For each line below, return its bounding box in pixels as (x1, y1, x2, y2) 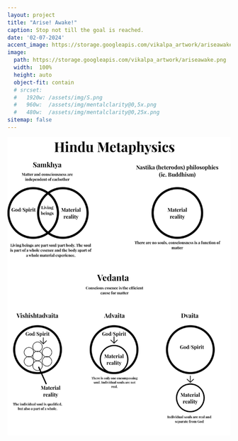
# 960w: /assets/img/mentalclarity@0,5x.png (13, 102, 157, 109)
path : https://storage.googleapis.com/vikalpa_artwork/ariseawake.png (13, 57, 227, 64)
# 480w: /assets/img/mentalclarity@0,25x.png (13, 109, 160, 116)
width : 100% (13, 64, 52, 71)
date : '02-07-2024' (7, 34, 65, 41)
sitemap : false (7, 116, 52, 124)
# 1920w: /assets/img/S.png (13, 94, 103, 101)
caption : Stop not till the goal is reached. (7, 26, 144, 33)
